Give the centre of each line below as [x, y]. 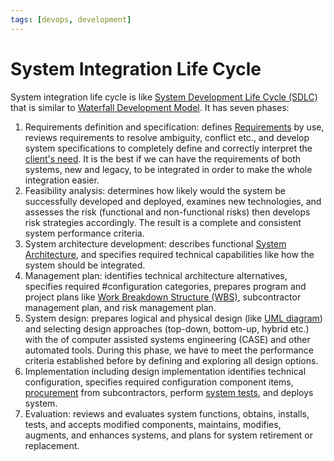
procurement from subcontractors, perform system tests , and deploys [169, 392]
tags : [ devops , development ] [71, 19]
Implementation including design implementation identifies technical [165, 371]
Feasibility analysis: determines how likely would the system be [155, 190]
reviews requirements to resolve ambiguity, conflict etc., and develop [167, 137]
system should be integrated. [85, 265]
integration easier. [62, 180]
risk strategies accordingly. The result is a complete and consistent [163, 222]
